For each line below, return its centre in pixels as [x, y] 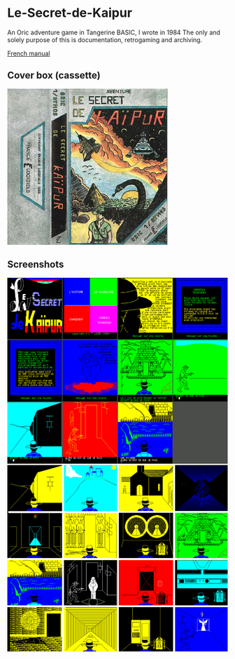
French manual [29, 53]
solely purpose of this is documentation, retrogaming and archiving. [105, 39]
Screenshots [36, 265]
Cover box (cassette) [54, 75]
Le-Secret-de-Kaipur [70, 13]
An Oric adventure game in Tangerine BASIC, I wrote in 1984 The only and [114, 32]
